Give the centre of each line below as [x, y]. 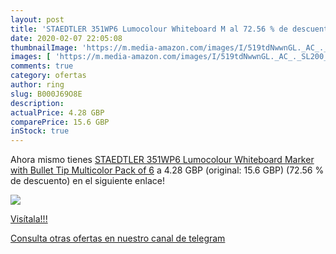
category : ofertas [48, 76]
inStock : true [40, 131]
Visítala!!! [29, 219]
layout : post [37, 19]
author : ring [37, 85]
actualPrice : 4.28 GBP [57, 112]
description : [37, 103]
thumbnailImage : [44, 47]
